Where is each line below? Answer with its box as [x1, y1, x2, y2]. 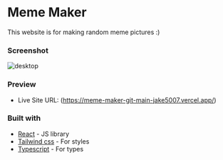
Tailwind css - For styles [17, 137, 90, 146]
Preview [7, 80, 36, 90]
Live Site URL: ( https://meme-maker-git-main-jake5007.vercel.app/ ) [17, 95, 217, 104]
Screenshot [7, 46, 48, 55]
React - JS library [17, 129, 70, 138]
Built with [7, 113, 41, 123]
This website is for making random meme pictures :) [7, 28, 160, 36]
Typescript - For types [17, 144, 84, 153]
